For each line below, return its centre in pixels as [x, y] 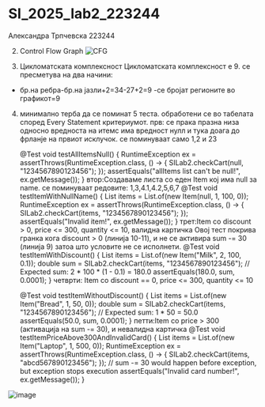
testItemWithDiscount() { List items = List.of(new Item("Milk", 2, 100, [131, 254]
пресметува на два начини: [66, 74]
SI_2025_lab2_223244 [84, 14]
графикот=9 [40, 98]
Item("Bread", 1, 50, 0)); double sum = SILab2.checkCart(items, [123, 303]
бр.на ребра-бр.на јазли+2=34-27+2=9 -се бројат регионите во [127, 90]
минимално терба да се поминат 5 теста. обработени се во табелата [136, 113]
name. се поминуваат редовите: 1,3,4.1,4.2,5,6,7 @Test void [119, 187]
